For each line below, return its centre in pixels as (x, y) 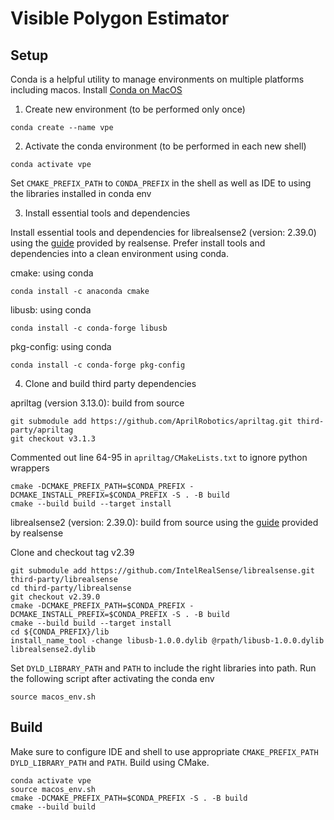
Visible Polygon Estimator (120, 18)
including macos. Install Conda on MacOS (96, 90)
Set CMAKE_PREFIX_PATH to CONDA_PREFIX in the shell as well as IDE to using (161, 183)
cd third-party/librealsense (71, 588)
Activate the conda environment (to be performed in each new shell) (165, 146)
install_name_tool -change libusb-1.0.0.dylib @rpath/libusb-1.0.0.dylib (167, 641)
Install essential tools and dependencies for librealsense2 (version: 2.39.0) (163, 232)
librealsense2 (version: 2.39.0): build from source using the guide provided (164, 522)
